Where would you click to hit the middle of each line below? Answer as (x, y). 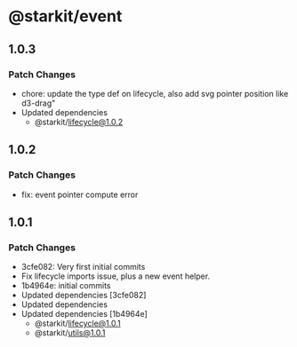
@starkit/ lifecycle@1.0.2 (79, 122)
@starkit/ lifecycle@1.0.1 (77, 323)
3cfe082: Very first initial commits (83, 267)
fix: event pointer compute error (80, 194)
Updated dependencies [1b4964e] (84, 314)
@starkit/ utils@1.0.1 (70, 333)
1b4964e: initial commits (66, 286)
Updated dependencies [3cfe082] (84, 296)
